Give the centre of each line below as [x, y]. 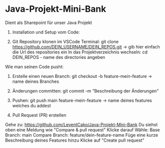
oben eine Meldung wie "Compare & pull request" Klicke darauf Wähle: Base [82, 130]
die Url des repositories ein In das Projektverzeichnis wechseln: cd [80, 52]
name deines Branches [35, 81]
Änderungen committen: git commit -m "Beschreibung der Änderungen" [85, 91]
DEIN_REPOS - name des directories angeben [59, 57]
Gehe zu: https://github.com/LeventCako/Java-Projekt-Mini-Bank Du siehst [82, 124]
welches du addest [32, 105]
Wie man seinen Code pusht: [34, 67]
